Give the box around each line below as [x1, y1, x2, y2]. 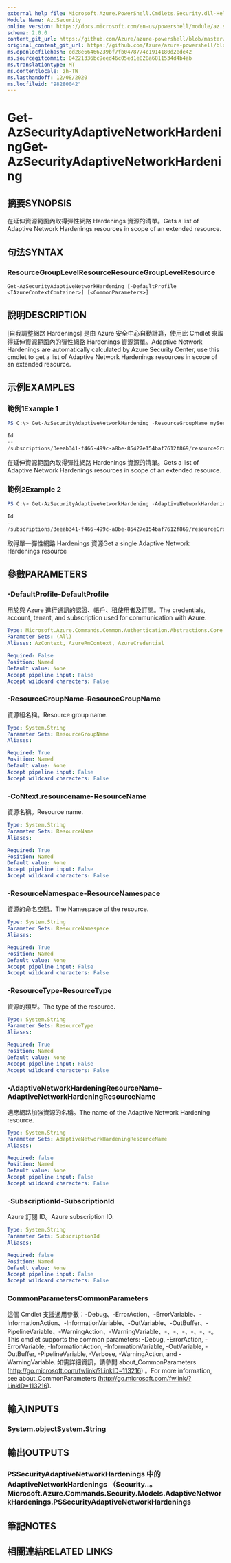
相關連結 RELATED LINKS [7, 1545, 113, 1557]
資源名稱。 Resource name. [7, 808, 84, 816]
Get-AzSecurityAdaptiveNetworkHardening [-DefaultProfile [7, 283, 177, 289]
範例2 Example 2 [7, 484, 62, 494]
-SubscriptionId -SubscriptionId [7, 1196, 115, 1205]
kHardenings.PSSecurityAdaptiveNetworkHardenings [7, 1497, 191, 1507]
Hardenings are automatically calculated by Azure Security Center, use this [7, 345, 220, 353]
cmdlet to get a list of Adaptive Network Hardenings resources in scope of [7, 352, 218, 361]
